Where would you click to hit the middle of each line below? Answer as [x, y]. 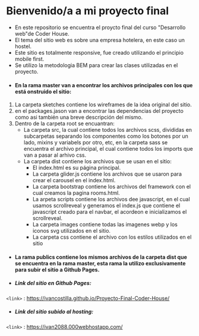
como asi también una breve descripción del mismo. [79, 118]
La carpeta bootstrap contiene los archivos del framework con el [112, 187]
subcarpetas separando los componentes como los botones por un [106, 136]
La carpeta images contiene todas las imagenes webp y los [105, 224]
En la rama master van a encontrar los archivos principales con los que [104, 85]
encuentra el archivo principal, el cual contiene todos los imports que [108, 149]
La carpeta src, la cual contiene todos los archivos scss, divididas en [108, 130]
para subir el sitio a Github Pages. [57, 270]
